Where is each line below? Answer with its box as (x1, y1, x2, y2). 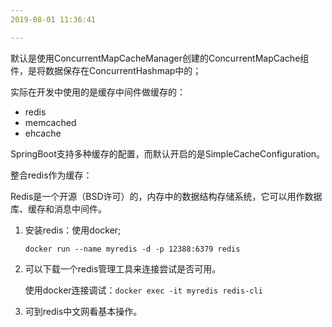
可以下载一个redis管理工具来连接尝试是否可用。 (24, 262, 222, 275)
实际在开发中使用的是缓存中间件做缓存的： (10, 86, 186, 98)
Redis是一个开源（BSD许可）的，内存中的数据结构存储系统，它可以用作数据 (10, 190, 323, 202)
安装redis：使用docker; (24, 224, 122, 236)
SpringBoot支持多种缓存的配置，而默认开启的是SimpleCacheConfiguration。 (10, 147, 326, 160)
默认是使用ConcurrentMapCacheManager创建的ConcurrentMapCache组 (10, 52, 310, 64)
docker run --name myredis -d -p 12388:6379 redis (24, 244, 241, 254)
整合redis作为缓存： (10, 169, 93, 181)
